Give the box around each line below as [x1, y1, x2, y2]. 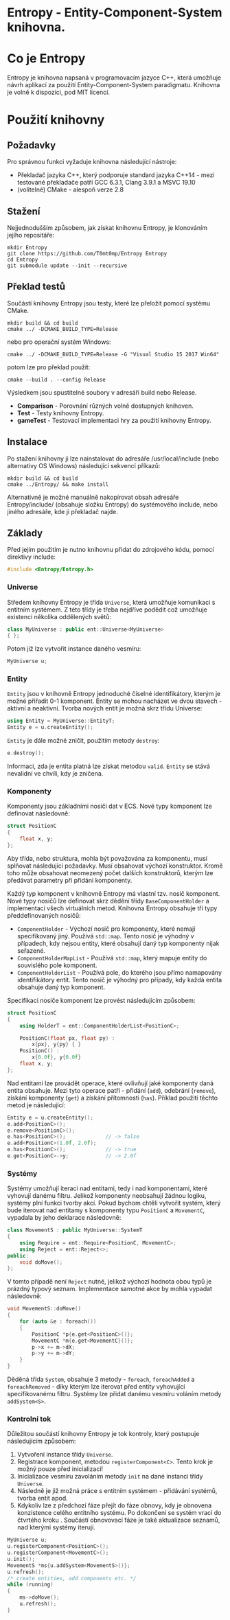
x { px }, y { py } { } [32, 1041, 81, 1048]
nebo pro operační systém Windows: [7, 338, 111, 346]
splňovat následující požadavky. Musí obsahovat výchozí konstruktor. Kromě [7, 861, 223, 870]
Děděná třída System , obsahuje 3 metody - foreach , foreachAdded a [7, 1375, 195, 1384]
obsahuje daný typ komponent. [16, 983, 105, 991]
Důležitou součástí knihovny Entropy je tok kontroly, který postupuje [7, 1430, 200, 1438]
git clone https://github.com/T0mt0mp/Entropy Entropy [7, 250, 168, 257]
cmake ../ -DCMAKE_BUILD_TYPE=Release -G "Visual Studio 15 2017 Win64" [7, 351, 220, 358]
